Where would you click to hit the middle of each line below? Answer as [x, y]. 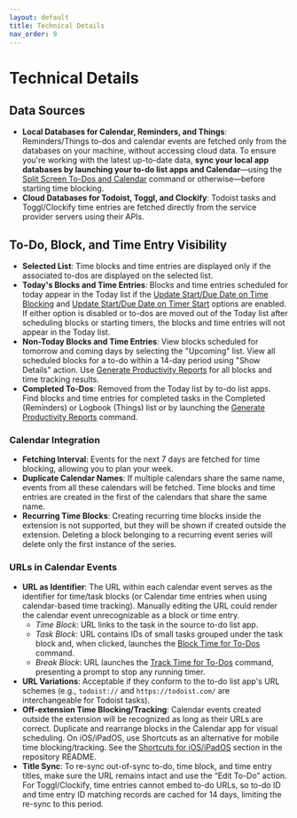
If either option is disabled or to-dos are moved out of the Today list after [155, 314]
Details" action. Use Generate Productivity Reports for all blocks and [147, 370]
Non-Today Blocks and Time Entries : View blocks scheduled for [140, 342]
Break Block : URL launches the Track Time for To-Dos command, [154, 662]
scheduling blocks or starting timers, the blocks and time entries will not [153, 323]
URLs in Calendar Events [63, 568]
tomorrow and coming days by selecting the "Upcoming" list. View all [148, 351]
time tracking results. [61, 379]
